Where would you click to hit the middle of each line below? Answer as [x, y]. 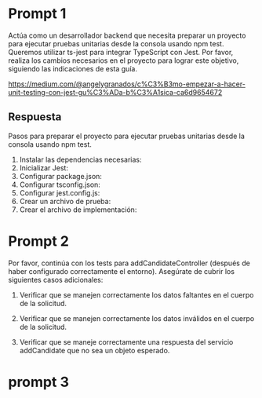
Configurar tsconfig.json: [60, 184]
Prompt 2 [38, 241]
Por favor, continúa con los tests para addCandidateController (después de [129, 263]
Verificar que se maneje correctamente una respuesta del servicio [126, 341]
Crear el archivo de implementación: [78, 210]
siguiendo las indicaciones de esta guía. [73, 68]
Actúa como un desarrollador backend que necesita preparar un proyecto [127, 35]
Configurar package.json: [60, 176]
